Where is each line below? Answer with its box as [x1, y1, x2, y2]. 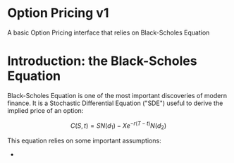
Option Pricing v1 [7, 5, 109, 21]
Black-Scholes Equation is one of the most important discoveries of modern [7, 91, 228, 99]
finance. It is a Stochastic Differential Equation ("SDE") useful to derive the [7, 99, 223, 107]
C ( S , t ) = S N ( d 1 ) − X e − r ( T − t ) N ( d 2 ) [70, 120, 167, 131]
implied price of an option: [7, 106, 84, 114]
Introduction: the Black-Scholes [7, 53, 197, 69]
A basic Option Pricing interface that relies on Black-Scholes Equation [7, 28, 210, 37]
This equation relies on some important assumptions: [7, 136, 161, 145]
